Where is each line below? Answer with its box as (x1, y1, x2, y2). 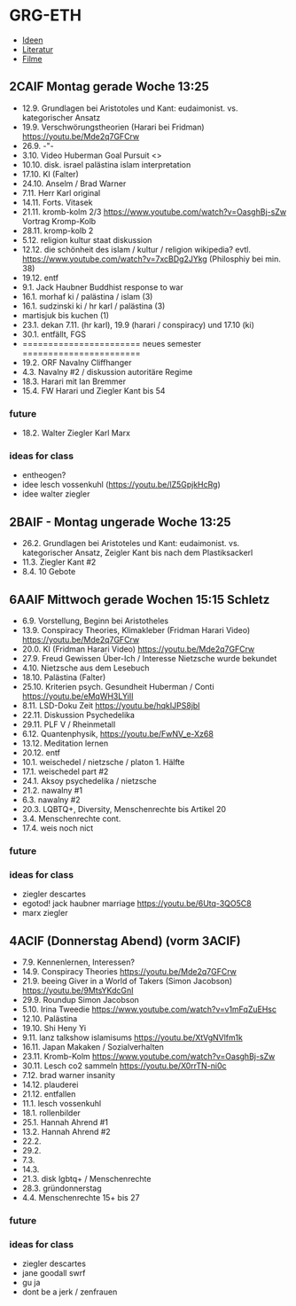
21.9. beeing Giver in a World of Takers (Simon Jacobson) (21, 976, 233, 986)
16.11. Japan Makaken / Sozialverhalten (21, 1042, 164, 1052)
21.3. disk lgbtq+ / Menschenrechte (21, 1174, 152, 1184)
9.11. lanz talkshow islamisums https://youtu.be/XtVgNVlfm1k (21, 1032, 244, 1043)
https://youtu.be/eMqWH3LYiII (21, 691, 134, 701)
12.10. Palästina (21, 1013, 78, 1024)
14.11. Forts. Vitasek (21, 197, 93, 207)
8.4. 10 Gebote (21, 567, 76, 577)
